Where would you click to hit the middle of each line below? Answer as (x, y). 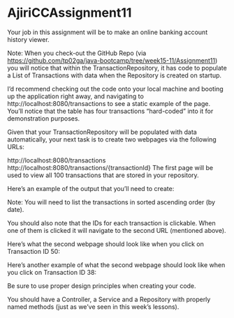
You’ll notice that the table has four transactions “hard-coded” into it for (110, 111)
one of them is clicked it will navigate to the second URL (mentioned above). (117, 230)
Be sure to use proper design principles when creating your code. (102, 286)
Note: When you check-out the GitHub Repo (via (77, 53)
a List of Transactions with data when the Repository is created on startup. (115, 75)
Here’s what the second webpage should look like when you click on (105, 244)
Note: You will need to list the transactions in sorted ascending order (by (111, 202)
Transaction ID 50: (34, 251)
